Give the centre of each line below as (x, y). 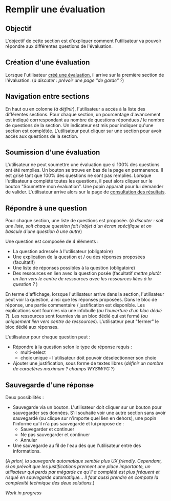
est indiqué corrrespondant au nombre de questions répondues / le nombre (85, 120)
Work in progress (24, 493)
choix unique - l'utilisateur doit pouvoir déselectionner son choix (88, 358)
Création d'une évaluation (48, 62)
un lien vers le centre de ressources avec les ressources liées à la (82, 279)
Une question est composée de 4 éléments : (52, 241)
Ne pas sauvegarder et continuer (55, 435)
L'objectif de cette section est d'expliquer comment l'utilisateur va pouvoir (83, 41)
